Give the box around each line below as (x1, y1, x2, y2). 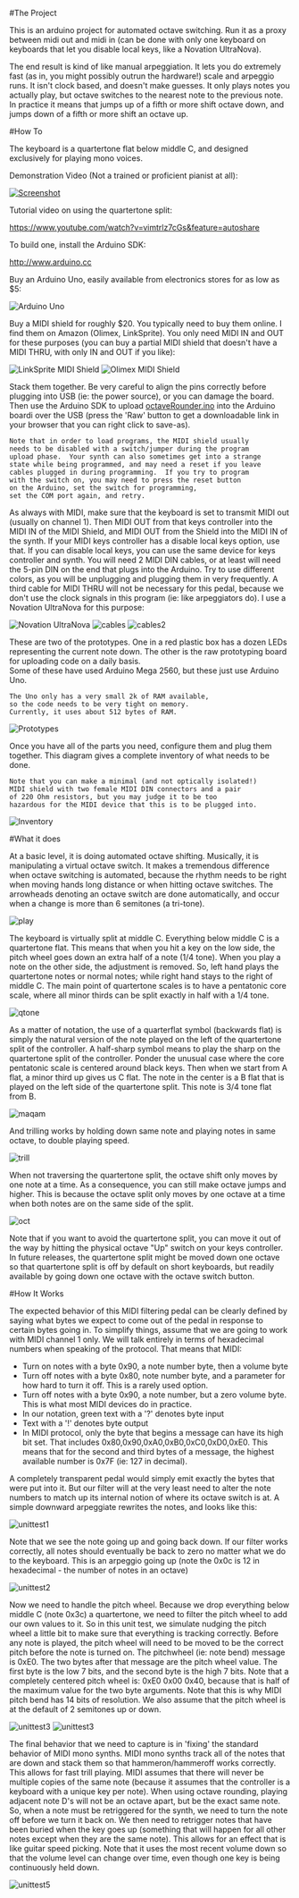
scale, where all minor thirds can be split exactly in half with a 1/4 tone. (9, 990, 270, 1000)
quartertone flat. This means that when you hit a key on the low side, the (9, 942, 276, 953)
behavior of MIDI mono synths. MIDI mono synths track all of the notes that (9, 1748, 286, 1759)
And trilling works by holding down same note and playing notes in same (9, 1126, 277, 1136)
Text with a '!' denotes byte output (21, 1418, 149, 1429)
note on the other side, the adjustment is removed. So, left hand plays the (9, 961, 279, 972)
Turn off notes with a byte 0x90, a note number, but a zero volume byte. (21, 1389, 287, 1400)
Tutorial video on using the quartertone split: (9, 205, 172, 215)
